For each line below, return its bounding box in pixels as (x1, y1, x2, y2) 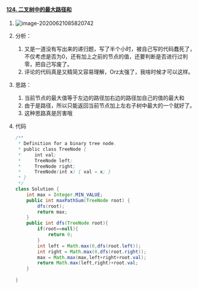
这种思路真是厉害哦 (24, 110, 73, 117)
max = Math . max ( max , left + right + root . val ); (37, 254, 147, 260)
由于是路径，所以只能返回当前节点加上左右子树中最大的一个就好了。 (24, 102, 196, 110)
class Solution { (15, 186, 60, 192)
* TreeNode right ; (18, 163, 76, 170)
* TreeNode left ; (18, 157, 73, 163)
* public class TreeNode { (18, 146, 87, 152)
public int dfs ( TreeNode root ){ (26, 220, 108, 227)
